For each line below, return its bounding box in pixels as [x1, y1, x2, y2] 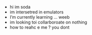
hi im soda [9, 4, 31, 10]
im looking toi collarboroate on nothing [9, 19, 88, 25]
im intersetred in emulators [9, 9, 64, 15]
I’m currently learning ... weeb [9, 14, 70, 20]
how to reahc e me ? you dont [9, 24, 70, 30]
